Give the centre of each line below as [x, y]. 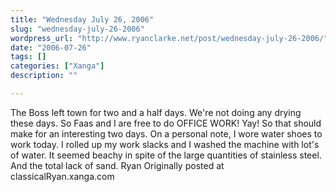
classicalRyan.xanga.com [62, 176]
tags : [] [28, 57]
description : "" [44, 76]
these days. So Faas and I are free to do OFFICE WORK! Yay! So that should [166, 123]
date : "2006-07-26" [51, 47]
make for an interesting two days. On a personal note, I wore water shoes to [166, 133]
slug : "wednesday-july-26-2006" [77, 29]
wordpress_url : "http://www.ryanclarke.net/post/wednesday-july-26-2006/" [169, 38]
